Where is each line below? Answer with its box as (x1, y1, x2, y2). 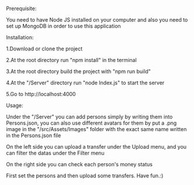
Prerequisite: (6, 5, 37, 12)
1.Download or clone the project (6, 45, 83, 52)
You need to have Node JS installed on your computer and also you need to (6, 16, 188, 23)
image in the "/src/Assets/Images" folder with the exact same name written (6, 126, 187, 132)
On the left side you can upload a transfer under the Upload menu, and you (6, 143, 187, 150)
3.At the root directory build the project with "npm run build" (6, 68, 151, 75)
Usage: (6, 102, 23, 109)
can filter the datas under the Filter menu (6, 149, 105, 156)
